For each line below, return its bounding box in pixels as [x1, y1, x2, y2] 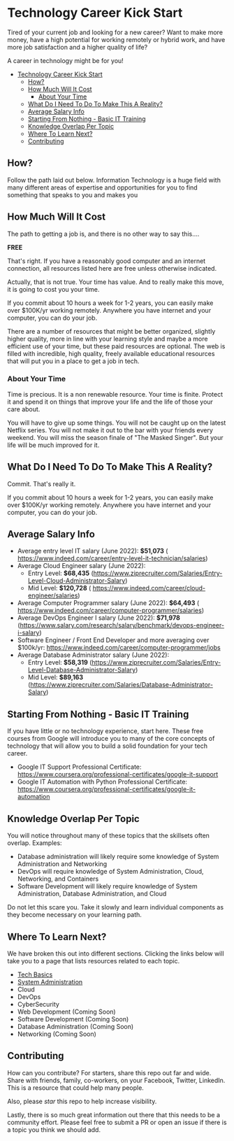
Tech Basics [17, 970, 53, 979]
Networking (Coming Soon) [17, 1030, 96, 1038]
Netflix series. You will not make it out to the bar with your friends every [7, 425, 213, 434]
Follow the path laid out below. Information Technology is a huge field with [7, 176, 221, 184]
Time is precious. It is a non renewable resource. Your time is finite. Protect [7, 390, 224, 398]
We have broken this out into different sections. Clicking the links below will [7, 949, 225, 958]
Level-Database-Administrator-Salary [27, 666, 136, 674]
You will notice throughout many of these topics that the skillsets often [7, 831, 210, 840]
